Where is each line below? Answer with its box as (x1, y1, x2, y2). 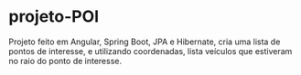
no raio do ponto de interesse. (8, 55, 123, 66)
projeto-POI (8, 6, 100, 27)
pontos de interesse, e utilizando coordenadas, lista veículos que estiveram (8, 45, 293, 56)
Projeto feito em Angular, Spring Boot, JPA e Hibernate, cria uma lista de (8, 36, 281, 47)
